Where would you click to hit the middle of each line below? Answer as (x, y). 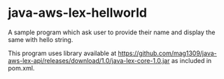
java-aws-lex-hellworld (78, 13)
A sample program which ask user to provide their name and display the (112, 32)
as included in (191, 60)
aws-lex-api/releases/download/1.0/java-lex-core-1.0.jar (89, 60)
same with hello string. (41, 39)
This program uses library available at (62, 53)
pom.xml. (21, 68)
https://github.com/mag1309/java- (167, 53)
